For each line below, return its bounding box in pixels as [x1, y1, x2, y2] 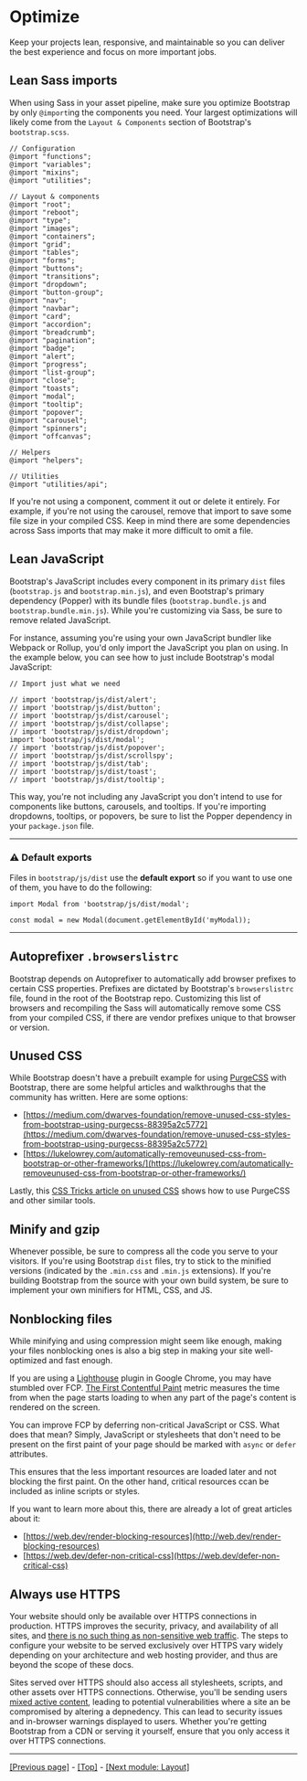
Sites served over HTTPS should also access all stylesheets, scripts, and [9, 1677, 283, 1688]
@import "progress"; [9, 359, 89, 369]
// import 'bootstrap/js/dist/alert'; [9, 694, 157, 705]
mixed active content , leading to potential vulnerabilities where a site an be [9, 1696, 291, 1707]
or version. [9, 1022, 50, 1033]
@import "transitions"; [9, 271, 101, 281]
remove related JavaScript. [9, 614, 111, 625]
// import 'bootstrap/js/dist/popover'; [9, 743, 166, 752]
